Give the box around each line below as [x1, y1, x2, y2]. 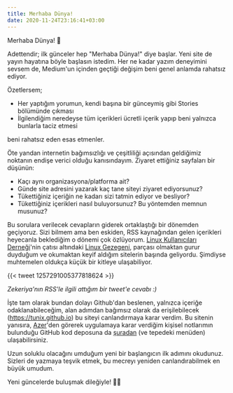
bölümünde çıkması [17, 106, 74, 115]
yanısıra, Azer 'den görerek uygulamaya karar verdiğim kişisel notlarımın [7, 320, 213, 329]
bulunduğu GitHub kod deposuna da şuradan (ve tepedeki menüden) [7, 328, 206, 336]
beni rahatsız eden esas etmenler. [7, 135, 105, 144]
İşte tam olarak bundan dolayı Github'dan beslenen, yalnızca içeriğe [7, 298, 203, 307]
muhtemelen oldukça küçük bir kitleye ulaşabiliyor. [7, 257, 153, 266]
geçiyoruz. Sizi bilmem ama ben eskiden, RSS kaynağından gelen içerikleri [7, 228, 222, 236]
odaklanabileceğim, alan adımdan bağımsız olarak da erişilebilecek [7, 305, 199, 314]
